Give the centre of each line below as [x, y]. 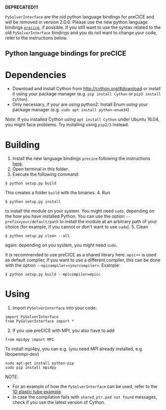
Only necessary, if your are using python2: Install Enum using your [80, 104]
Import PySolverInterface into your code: [55, 308]
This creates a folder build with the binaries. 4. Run [58, 193]
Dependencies [36, 75]
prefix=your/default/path [32, 222]
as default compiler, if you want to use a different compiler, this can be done [83, 260]
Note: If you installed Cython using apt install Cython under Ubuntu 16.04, [82, 119]
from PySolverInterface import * [40, 322]
